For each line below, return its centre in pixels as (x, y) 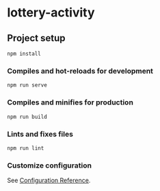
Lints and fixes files (40, 134)
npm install (24, 54)
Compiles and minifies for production (70, 102)
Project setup (37, 38)
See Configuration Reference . (49, 181)
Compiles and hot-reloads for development (80, 71)
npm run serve (27, 85)
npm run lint (26, 148)
